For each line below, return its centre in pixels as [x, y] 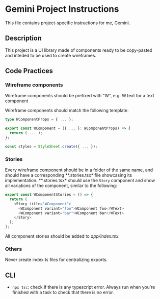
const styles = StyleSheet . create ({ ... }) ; [51, 147]
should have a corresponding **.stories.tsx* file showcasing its [69, 175]
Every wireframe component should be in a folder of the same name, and [79, 170]
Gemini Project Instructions [62, 9]
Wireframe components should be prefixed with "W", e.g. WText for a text [80, 96]
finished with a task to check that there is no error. [63, 293]
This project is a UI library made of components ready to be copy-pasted [79, 50]
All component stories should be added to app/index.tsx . [63, 236]
